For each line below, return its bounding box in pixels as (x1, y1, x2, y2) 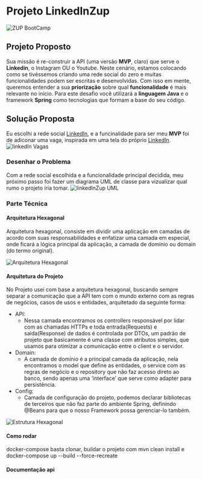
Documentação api (6, 466, 55, 473)
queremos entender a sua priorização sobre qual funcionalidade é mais (6, 83, 187, 91)
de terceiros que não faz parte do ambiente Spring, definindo (24, 400, 177, 408)
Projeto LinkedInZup (6, 4, 110, 18)
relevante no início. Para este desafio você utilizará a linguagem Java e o (6, 89, 189, 97)
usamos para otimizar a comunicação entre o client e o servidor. (24, 342, 184, 350)
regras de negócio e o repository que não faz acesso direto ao (24, 368, 180, 376)
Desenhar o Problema (6, 158, 71, 166)
